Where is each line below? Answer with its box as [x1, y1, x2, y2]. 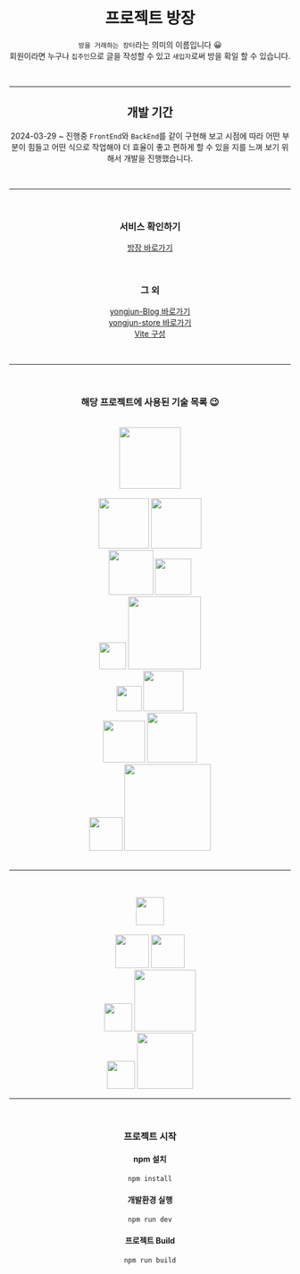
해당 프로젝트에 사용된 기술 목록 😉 [80, 396, 220, 409]
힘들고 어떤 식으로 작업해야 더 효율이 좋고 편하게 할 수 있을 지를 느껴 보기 [28, 141, 279, 152]
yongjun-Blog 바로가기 [109, 306, 191, 317]
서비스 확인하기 [119, 220, 181, 232]
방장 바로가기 [127, 242, 173, 253]
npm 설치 [133, 1154, 167, 1165]
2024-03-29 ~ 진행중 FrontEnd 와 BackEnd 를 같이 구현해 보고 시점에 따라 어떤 [10, 131, 280, 141]
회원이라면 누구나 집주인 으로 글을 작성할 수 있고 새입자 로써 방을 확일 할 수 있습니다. [9, 50, 291, 61]
